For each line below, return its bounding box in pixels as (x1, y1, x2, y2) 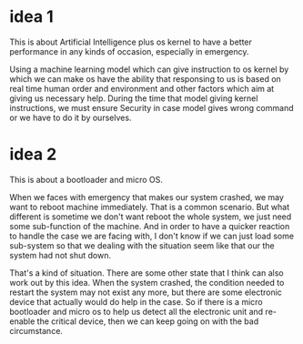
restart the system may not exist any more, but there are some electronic (9, 287, 282, 298)
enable (9, 316, 35, 327)
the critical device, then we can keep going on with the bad (36, 316, 259, 327)
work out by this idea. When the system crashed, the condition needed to (9, 277, 285, 288)
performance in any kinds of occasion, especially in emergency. (9, 46, 249, 56)
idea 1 (9, 6, 55, 27)
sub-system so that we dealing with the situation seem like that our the (9, 239, 275, 251)
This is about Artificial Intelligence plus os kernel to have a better (9, 36, 253, 47)
